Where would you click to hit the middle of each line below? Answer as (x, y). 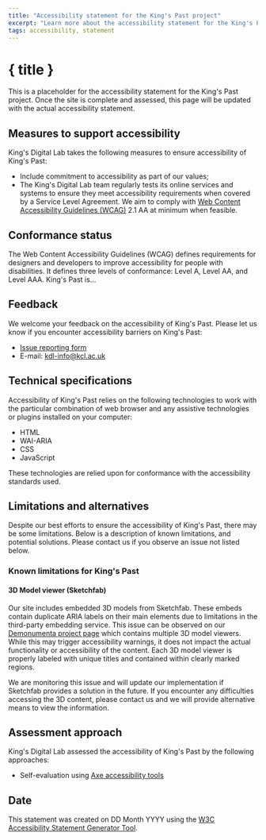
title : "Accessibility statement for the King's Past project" (115, 15)
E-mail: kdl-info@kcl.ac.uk (63, 356)
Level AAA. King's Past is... (52, 279)
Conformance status (60, 235)
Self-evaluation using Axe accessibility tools (91, 776)
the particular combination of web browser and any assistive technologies (129, 408)
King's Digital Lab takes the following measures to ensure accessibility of (127, 152)
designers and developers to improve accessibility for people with (116, 262)
